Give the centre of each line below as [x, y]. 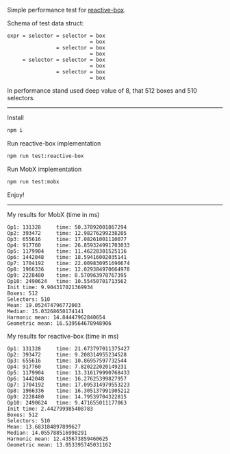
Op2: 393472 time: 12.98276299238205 [67, 233]
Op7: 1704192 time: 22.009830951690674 [68, 263]
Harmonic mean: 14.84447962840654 [56, 317]
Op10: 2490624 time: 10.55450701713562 [67, 281]
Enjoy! [16, 194]
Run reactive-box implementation [54, 143]
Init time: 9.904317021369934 [50, 287]
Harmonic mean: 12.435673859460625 [58, 439]
